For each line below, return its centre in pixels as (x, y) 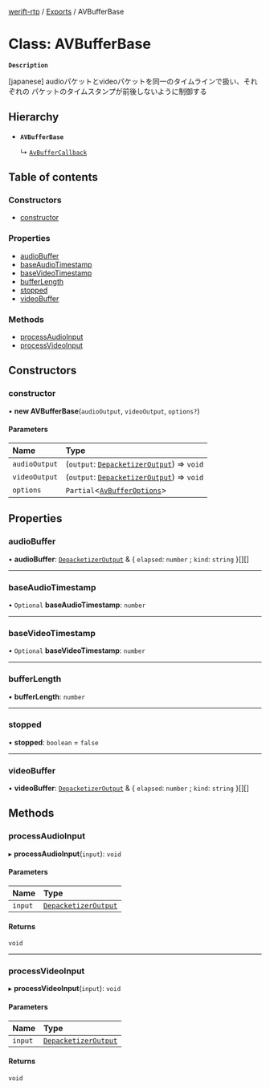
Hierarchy (34, 117)
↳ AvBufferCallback (53, 152)
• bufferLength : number (47, 696)
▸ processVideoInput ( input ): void (65, 989)
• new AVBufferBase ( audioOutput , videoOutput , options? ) (104, 411)
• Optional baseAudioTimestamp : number (77, 605)
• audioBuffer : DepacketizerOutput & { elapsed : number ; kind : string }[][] (129, 559)
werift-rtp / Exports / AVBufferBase (66, 12)
